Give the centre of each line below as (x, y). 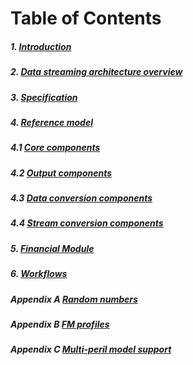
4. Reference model (51, 122)
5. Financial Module (52, 248)
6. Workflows (39, 274)
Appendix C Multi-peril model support (91, 349)
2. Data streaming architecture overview (96, 72)
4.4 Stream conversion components (87, 223)
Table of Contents (86, 18)
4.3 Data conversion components (81, 198)
